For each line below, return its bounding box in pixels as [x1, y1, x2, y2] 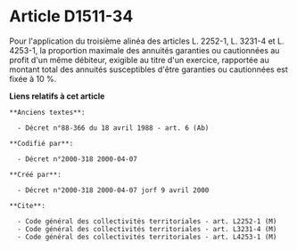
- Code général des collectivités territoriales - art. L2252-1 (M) [17, 216, 277, 226]
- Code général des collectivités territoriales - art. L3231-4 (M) [17, 224, 277, 233]
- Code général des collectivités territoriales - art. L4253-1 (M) [17, 232, 277, 241]
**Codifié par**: [9, 139, 74, 148]
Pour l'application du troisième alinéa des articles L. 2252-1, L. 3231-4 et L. [9, 36, 285, 46]
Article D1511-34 [9, 6, 134, 27]
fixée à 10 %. [9, 73, 57, 84]
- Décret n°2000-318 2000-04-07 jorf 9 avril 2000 [17, 185, 210, 195]
